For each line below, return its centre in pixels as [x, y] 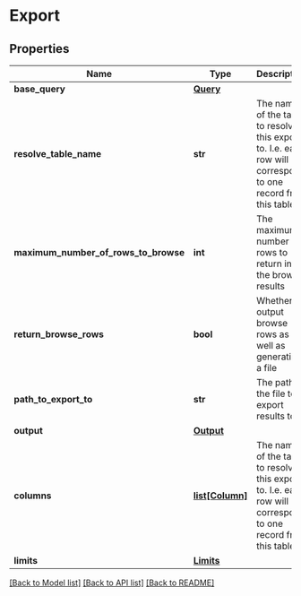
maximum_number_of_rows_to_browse [99, 252]
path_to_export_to [53, 399]
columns [33, 496]
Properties [39, 49]
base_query [39, 89]
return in [275, 263]
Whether [275, 301]
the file [271, 393]
